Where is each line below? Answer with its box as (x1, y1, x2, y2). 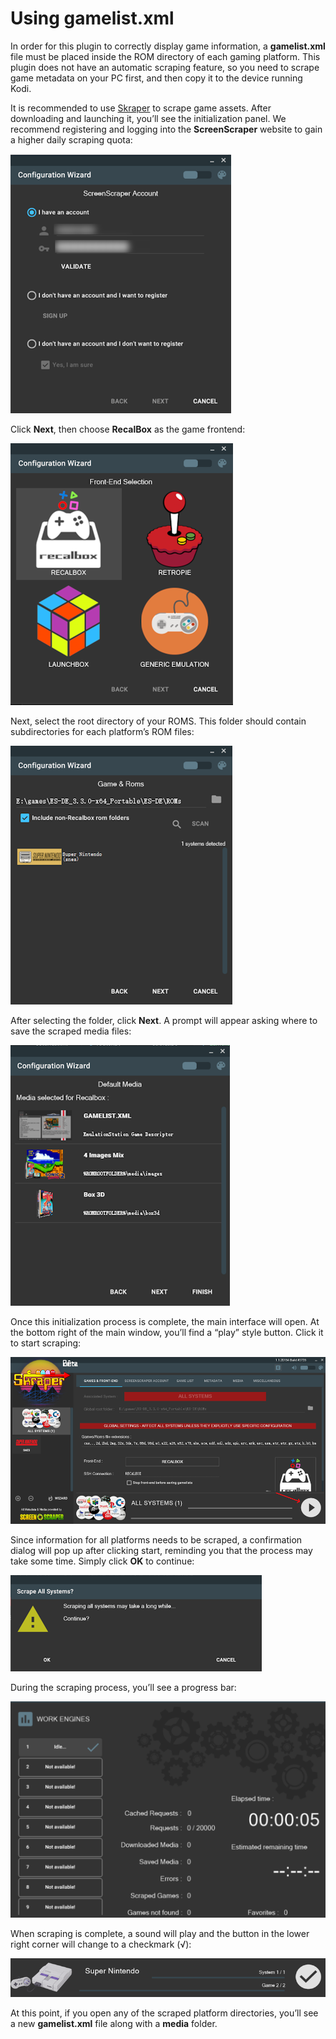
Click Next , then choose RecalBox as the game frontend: (10, 423, 246, 435)
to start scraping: (10, 1337, 82, 1349)
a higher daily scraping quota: (10, 133, 133, 146)
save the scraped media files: (10, 1025, 132, 1037)
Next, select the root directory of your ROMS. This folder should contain (10, 715, 307, 727)
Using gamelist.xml (10, 7, 175, 30)
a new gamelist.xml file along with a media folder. (10, 2018, 218, 2030)
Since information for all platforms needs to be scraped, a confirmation (10, 1533, 303, 1546)
